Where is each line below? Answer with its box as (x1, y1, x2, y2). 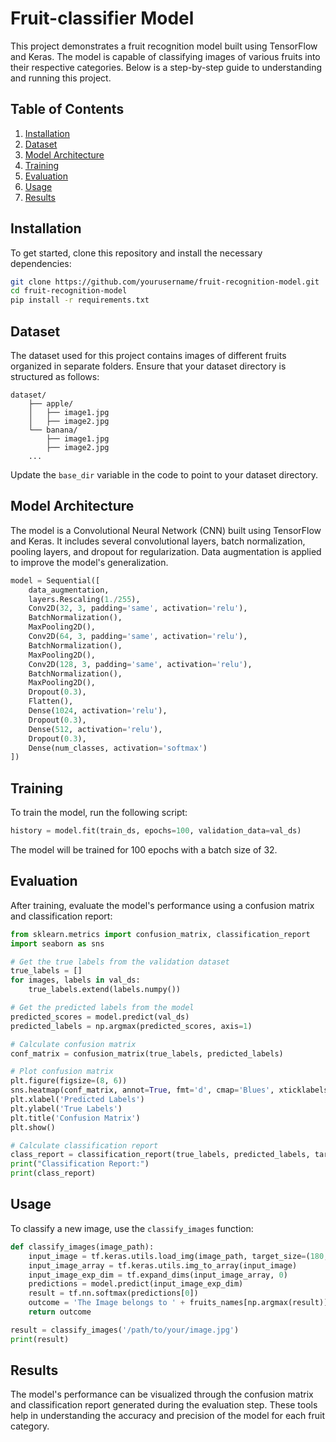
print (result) (10, 1334, 70, 1344)
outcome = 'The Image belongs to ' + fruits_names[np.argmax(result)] (28, 1298, 329, 1308)
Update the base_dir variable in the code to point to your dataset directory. (10, 469, 319, 481)
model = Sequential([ (10, 575, 101, 586)
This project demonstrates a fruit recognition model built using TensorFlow (10, 40, 318, 52)
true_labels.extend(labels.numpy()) (28, 985, 182, 995)
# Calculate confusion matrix (10, 1039, 137, 1049)
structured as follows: (10, 371, 100, 382)
